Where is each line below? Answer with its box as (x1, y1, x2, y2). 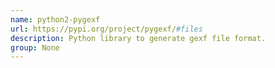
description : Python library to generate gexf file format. (10, 33, 267, 43)
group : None (10, 42, 60, 53)
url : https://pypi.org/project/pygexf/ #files (10, 24, 203, 34)
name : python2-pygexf (10, 14, 101, 25)
